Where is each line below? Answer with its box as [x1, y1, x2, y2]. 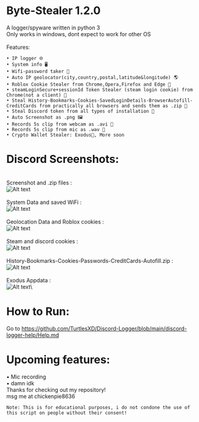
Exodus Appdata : [6, 276, 51, 284]
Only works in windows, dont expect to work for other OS [6, 30, 151, 37]
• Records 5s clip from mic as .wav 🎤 [6, 126, 105, 132]
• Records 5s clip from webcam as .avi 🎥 [6, 121, 114, 127]
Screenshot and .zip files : [6, 179, 72, 186]
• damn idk [6, 379, 35, 386]
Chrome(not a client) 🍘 [6, 92, 67, 98]
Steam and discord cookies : [6, 237, 78, 245]
